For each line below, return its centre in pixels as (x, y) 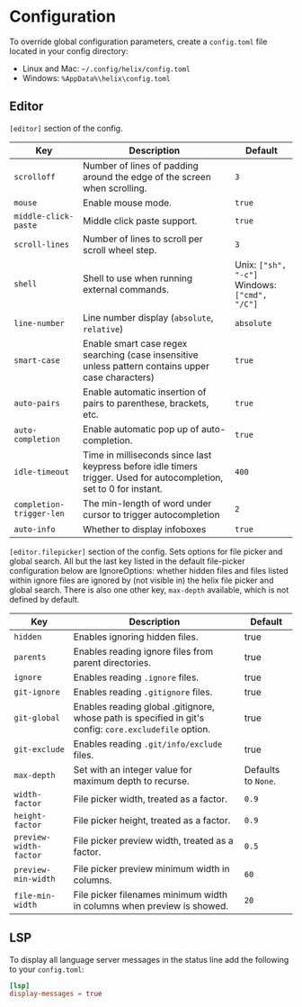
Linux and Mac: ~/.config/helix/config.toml (106, 68)
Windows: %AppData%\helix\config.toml (96, 77)
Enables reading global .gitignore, (144, 706)
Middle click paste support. (140, 221)
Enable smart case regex (135, 343)
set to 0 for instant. (123, 488)
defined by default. (44, 599)
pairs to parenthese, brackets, (146, 403)
